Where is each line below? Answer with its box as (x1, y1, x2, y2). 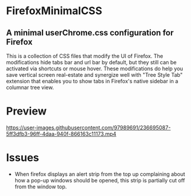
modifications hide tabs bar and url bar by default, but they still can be (6, 59, 177, 66)
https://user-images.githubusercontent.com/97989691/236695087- (6, 124, 171, 131)
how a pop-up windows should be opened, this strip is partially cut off (14, 177, 185, 184)
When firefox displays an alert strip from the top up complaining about (14, 170, 186, 178)
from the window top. (14, 183, 67, 190)
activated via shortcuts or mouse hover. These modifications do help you (6, 65, 183, 72)
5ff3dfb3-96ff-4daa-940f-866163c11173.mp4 (6, 130, 117, 137)
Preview (6, 104, 47, 118)
